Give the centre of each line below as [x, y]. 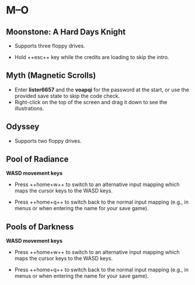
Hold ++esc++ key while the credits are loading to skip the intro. [92, 57]
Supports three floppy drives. [50, 46]
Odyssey [23, 127]
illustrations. [29, 108]
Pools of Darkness [40, 227]
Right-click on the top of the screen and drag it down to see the [91, 102]
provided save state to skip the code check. [67, 96]
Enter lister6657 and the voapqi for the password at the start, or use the [102, 90]
